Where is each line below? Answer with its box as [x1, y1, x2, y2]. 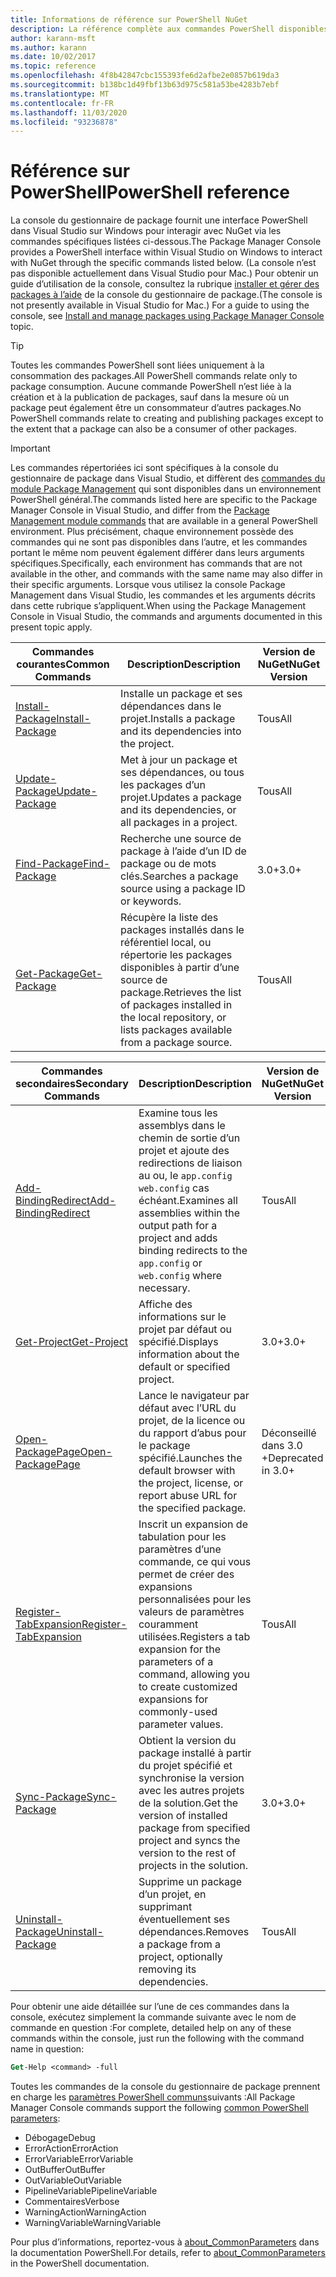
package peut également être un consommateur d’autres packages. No [10, 402, 302, 414]
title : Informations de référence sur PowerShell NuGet [10, 14, 248, 25]
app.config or [138, 1256, 203, 1270]
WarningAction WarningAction [24, 2206, 147, 2218]
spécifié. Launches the [138, 1451, 243, 1465]
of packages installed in [120, 998, 233, 1012]
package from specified [138, 1821, 251, 1835]
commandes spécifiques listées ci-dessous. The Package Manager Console [10, 236, 322, 248]
